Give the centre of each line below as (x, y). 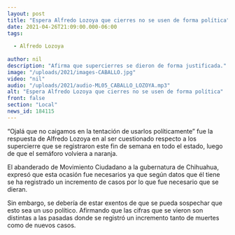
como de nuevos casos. (42, 225)
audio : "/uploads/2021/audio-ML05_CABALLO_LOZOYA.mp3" (89, 85)
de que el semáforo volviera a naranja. (62, 153)
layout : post (26, 14)
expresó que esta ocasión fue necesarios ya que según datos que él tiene (114, 174)
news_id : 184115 (31, 111)
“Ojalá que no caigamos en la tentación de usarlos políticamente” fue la (110, 131)
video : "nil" (26, 79)
